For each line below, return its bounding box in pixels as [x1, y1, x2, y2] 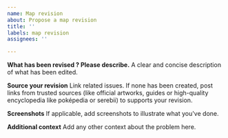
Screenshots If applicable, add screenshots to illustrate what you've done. [7, 110, 219, 118]
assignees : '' [7, 36, 48, 43]
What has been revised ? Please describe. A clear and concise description [7, 61, 222, 69]
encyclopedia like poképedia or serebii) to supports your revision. [7, 96, 193, 104]
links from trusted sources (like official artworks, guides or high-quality [7, 89, 209, 97]
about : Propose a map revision [7, 17, 97, 23]
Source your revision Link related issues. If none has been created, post [7, 81, 214, 90]
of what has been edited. [7, 68, 78, 77]
